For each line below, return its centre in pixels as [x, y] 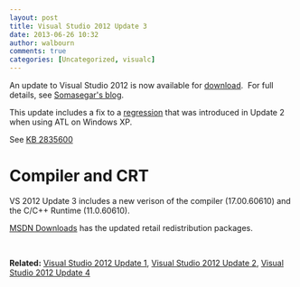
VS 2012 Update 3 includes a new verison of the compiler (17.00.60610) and [150, 200]
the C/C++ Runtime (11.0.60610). [70, 210]
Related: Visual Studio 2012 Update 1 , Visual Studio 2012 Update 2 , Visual [147, 263]
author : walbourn [42, 43]
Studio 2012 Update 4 [50, 273]
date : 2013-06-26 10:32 [54, 34]
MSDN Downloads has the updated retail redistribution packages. [131, 227]
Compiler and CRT [79, 176]
